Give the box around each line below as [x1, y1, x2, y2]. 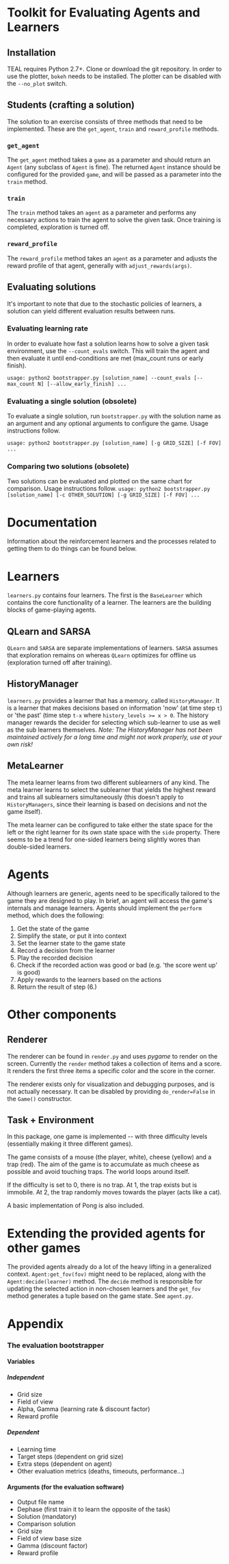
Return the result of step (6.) [16, 983, 97, 991]
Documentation [7, 514, 98, 530]
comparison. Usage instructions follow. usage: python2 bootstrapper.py [7, 485, 211, 493]
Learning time [16, 1445, 57, 1454]
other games [7, 1240, 81, 1255]
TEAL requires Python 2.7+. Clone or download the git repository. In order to [7, 65, 222, 73]
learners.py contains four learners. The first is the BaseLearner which [7, 591, 203, 599]
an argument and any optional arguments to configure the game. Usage [7, 420, 208, 428]
